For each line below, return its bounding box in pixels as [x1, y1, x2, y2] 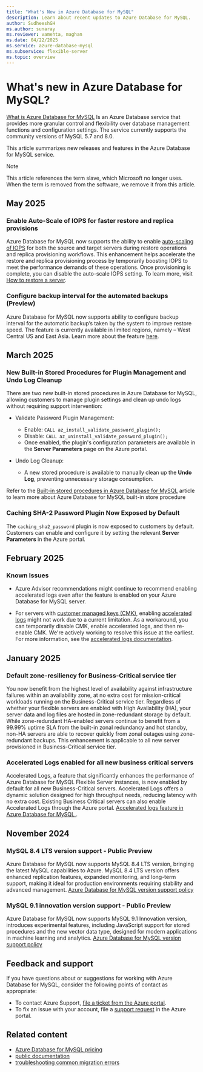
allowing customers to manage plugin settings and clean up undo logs [6, 396, 181, 404]
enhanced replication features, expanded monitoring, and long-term [6, 873, 176, 880]
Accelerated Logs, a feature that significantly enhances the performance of [6, 772, 195, 779]
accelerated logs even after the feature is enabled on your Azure [15, 591, 177, 599]
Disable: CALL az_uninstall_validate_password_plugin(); [24, 432, 168, 440]
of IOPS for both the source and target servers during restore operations [6, 244, 187, 252]
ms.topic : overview [6, 54, 56, 60]
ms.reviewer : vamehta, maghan [6, 32, 83, 38]
